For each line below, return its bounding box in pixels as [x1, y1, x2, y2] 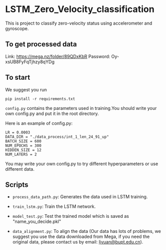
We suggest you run [5, 86, 47, 92]
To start [5, 73, 30, 82]
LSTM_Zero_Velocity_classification [5, 4, 155, 15]
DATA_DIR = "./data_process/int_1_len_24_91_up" [5, 134, 109, 139]
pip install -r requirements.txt [5, 96, 75, 101]
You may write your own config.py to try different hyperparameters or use [5, 161, 158, 167]
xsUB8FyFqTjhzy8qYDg [5, 59, 55, 65]
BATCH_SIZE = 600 [5, 139, 42, 144]
